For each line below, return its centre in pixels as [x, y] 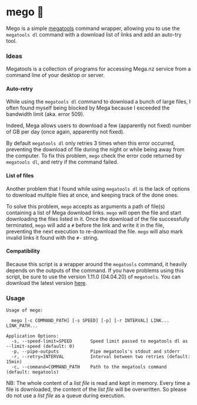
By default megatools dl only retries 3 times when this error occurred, [91, 143]
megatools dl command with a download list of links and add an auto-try [94, 34]
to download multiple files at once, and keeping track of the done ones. [92, 195]
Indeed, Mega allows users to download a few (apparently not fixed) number [99, 125]
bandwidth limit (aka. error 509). [45, 114]
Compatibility [23, 251]
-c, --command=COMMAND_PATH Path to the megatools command [89, 367]
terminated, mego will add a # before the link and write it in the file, [85, 225]
